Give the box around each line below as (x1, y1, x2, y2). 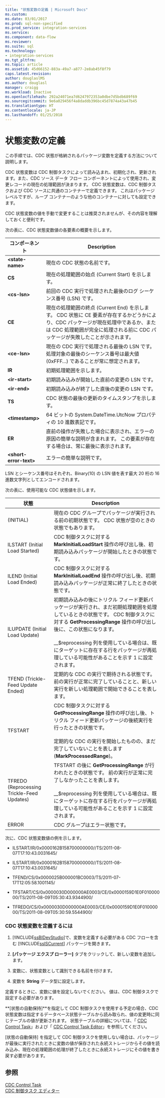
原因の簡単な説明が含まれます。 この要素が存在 (46, 435, 155, 442)
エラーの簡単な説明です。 (46, 454, 105, 461)
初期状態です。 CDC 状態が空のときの (68, 517, 156, 523)
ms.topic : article (5, 62, 43, 67)
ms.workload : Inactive (5, 90, 52, 95)
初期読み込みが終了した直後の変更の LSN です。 (46, 385, 156, 392)
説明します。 (5, 159, 31, 164)
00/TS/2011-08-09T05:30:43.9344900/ (12, 894, 93, 900)
